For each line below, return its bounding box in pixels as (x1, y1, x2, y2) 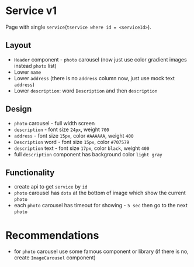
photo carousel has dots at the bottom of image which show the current (13, 189, 186, 197)
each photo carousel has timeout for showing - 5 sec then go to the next (13, 202, 188, 209)
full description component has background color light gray (13, 150, 162, 158)
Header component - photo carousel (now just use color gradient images (13, 56, 188, 63)
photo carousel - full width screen (13, 119, 95, 126)
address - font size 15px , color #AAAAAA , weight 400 (13, 132, 134, 139)
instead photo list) (13, 62, 57, 69)
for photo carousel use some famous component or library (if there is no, (13, 248, 189, 255)
